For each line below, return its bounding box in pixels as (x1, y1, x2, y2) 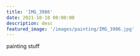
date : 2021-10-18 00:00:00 (6, 15, 75, 21)
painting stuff (6, 43, 40, 50)
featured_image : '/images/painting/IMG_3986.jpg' (6, 26, 135, 32)
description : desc (6, 20, 53, 26)
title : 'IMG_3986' (6, 9, 53, 15)
